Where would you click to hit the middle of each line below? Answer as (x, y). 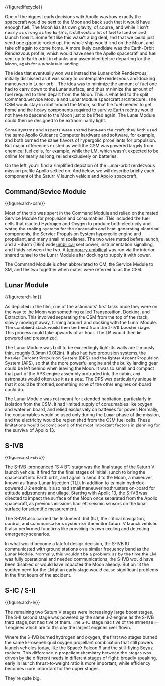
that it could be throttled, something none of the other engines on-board (78, 384)
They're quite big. (23, 678)
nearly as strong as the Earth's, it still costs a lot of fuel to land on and (76, 32)
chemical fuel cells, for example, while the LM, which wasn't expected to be (82, 151)
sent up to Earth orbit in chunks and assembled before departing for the (78, 58)
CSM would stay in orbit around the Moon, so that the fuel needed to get (78, 105)
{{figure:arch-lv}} (23, 602)
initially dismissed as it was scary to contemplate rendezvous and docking (80, 79)
